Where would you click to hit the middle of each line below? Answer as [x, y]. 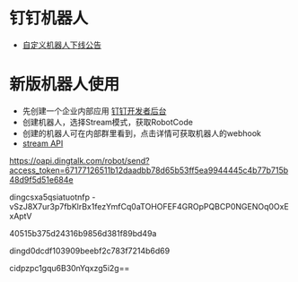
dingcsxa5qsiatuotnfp [50, 197]
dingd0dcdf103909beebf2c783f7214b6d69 [90, 251]
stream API [43, 143]
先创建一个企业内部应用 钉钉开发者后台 [94, 111]
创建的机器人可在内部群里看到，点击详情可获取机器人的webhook [142, 133]
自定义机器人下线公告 [61, 45]
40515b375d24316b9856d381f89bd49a [83, 233]
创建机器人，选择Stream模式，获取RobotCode [107, 122]
